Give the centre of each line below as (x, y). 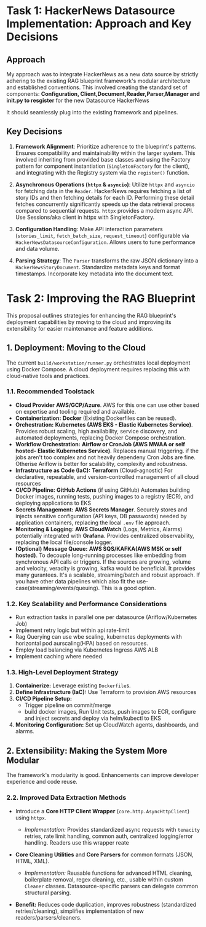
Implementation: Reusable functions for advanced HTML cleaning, (108, 873)
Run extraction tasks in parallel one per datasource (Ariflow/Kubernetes (106, 617)
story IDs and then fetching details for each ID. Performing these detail (105, 197)
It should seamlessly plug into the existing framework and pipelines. (92, 112)
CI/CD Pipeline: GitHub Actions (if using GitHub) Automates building (103, 490)
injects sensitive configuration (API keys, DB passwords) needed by (101, 516)
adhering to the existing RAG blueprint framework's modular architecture (98, 81)
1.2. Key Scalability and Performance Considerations (87, 604)
